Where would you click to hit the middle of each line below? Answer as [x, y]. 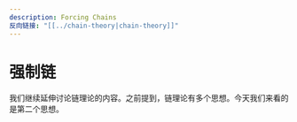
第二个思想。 [40, 109]
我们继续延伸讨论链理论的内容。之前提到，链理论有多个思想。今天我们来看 [145, 98]
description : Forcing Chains [63, 17]
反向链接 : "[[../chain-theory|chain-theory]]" [94, 26]
